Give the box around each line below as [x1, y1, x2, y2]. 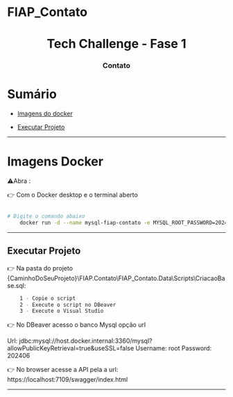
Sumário [7, 86, 57, 102]
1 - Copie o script [19, 295, 76, 302]
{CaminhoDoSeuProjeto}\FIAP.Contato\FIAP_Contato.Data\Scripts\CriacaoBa [7, 274, 225, 282]
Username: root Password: [135, 344, 212, 353]
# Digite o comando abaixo [7, 213, 85, 220]
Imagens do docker [17, 109, 73, 118]
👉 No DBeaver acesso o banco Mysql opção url [7, 321, 146, 329]
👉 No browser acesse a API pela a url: [7, 366, 119, 374]
